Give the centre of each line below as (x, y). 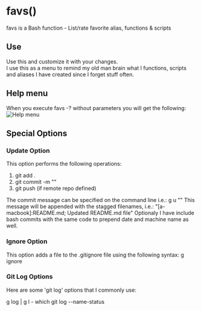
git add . (25, 175)
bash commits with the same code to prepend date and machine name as (97, 220)
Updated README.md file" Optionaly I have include (131, 213)
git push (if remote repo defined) (56, 188)
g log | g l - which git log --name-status (55, 301)
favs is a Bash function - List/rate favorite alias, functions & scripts (89, 28)
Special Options (37, 133)
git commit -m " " (36, 182)
